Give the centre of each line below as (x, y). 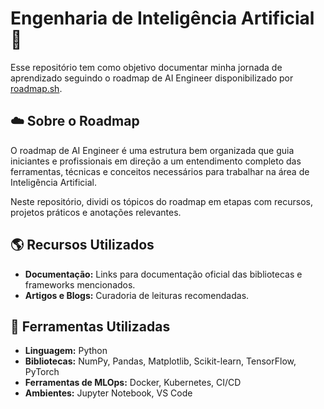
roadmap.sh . (36, 88)
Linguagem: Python (66, 351)
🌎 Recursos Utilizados (82, 245)
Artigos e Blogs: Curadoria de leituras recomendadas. (137, 295)
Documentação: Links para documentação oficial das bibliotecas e (163, 274)
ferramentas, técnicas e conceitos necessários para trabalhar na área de (160, 171)
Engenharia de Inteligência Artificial (162, 18)
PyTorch (42, 372)
